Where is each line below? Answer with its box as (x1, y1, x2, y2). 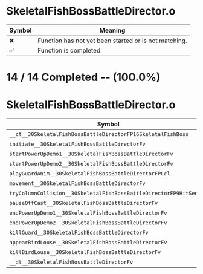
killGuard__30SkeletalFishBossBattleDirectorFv (9, 229, 149, 236)
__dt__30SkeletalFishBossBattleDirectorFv (9, 259, 134, 266)
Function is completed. (37, 46, 103, 54)
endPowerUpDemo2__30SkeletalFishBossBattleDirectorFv (9, 220, 167, 226)
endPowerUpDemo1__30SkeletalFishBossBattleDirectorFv (9, 210, 167, 217)
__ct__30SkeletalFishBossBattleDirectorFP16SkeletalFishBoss (9, 131, 189, 138)
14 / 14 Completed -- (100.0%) (6, 71, 161, 84)
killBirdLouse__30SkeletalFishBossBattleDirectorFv (9, 249, 161, 256)
